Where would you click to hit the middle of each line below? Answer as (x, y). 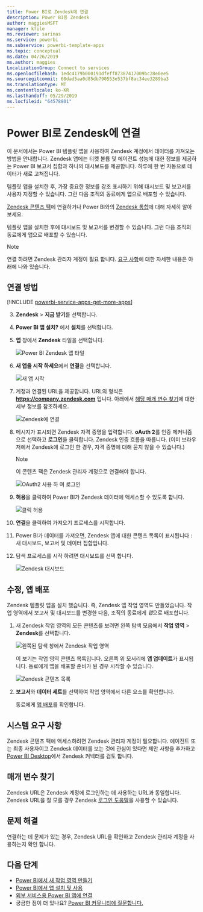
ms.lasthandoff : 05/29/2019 (42, 96)
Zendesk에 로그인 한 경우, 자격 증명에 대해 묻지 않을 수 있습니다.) (108, 447)
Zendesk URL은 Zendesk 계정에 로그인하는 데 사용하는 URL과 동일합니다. (94, 792)
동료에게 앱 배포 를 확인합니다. (50, 705)
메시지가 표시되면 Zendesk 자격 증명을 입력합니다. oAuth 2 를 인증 (93, 432)
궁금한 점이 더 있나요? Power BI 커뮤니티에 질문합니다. (79, 903)
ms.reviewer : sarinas (34, 34)
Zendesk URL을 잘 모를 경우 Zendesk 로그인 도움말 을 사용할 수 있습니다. (93, 800)
